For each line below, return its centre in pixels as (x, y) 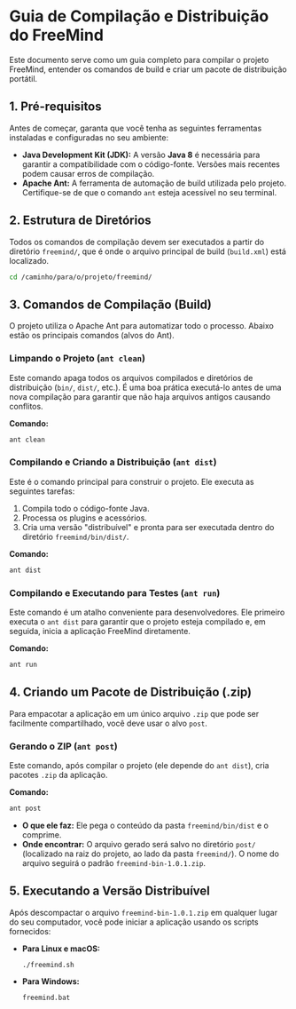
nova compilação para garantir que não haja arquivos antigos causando (140, 396)
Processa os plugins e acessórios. (85, 518)
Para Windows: (51, 981)
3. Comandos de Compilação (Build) (111, 304)
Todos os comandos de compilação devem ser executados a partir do (136, 242)
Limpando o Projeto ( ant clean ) (78, 359)
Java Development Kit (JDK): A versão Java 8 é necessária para (141, 155)
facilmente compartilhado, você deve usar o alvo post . (109, 723)
